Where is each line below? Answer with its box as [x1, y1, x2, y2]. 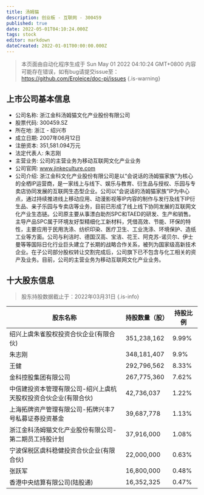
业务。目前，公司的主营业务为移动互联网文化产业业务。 [25, 256, 165, 263]
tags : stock [6, 32, 36, 38]
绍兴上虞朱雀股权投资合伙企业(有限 [9, 329, 109, 338]
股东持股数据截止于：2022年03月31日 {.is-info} [21, 293, 140, 300]
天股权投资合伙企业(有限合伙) [9, 393, 93, 402]
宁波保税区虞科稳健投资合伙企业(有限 [9, 446, 115, 454]
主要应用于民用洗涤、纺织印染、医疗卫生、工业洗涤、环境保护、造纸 [25, 225, 196, 233]
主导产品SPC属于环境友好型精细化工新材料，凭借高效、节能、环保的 [15, 217, 186, 225]
